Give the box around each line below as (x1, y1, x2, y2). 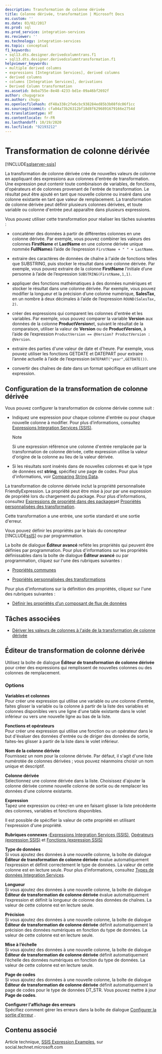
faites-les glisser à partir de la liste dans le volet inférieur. (5, 739, 119, 744)
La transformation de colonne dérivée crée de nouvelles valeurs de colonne (5, 171, 156, 177)
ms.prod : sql (5, 25, 31, 30)
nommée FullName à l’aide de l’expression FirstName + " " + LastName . (12, 246, 154, 252)
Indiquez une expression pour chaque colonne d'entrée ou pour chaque (12, 414, 156, 420)
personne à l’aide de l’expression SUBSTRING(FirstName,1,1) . (12, 271, 132, 277)
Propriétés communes (12, 567, 57, 573)
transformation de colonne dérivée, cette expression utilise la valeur (12, 449, 148, 455)
